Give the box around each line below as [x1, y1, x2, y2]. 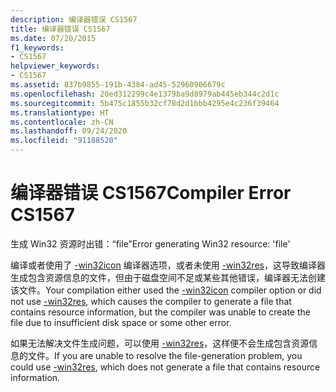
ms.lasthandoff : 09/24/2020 [10, 126, 128, 136]
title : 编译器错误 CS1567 [10, 24, 111, 34]
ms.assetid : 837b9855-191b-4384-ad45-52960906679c [10, 80, 226, 90]
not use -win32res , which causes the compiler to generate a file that [10, 295, 292, 307]
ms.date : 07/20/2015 [10, 33, 97, 43]
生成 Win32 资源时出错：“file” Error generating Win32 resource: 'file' [10, 237, 291, 250]
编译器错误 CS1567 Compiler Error [10, 182, 292, 205]
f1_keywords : [10, 42, 65, 53]
